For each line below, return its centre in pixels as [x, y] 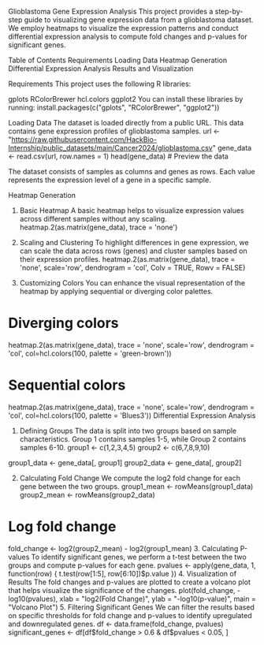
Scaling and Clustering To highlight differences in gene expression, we [134, 242]
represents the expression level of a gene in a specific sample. [110, 180]
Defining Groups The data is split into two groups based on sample [128, 431]
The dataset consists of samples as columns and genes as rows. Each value [132, 172]
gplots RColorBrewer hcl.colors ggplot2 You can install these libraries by [126, 99]
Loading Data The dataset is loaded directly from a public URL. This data [126, 123]
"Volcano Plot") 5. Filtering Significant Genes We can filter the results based [131, 607]
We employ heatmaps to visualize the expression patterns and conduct [123, 28]
